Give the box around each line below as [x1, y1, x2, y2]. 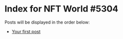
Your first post [11, 28, 41, 34]
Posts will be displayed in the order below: [4, 19, 90, 25]
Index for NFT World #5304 [4, 3, 119, 14]
